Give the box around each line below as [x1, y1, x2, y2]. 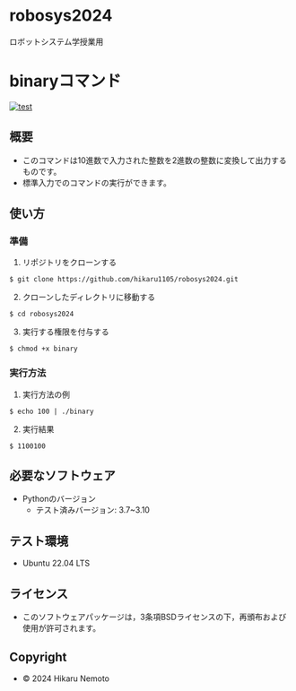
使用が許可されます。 [22, 623, 101, 634]
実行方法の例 [22, 389, 70, 400]
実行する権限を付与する [22, 326, 109, 337]
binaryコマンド [9, 71, 122, 91]
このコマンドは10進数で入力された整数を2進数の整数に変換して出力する [22, 154, 287, 166]
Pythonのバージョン [22, 494, 97, 505]
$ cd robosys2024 [9, 310, 74, 319]
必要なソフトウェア [9, 468, 116, 484]
